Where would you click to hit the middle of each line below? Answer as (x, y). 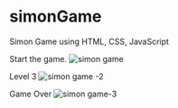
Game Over (31, 94)
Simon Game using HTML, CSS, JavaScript (89, 41)
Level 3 (23, 76)
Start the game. (38, 58)
